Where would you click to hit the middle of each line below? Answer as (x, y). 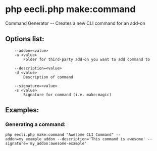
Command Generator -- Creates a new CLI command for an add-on (75, 23)
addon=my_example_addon (30, 139)
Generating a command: (36, 124)
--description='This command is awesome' (101, 139)
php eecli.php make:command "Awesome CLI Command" (60, 135)
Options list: (25, 39)
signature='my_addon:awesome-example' (46, 144)
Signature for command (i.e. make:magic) (68, 95)
